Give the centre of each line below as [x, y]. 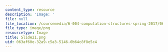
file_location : [21, 24]
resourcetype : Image [27, 33]
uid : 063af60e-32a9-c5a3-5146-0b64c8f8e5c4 [51, 42]
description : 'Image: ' [30, 14]
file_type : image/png [28, 28]
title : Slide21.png [25, 38]
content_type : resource [30, 10]
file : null [16, 19]
